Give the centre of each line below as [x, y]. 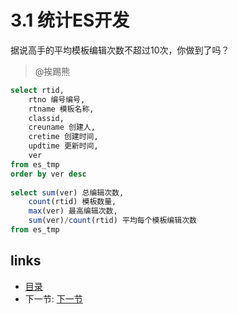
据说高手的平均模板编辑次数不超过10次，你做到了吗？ [120, 50]
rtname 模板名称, [61, 109]
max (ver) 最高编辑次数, [73, 211]
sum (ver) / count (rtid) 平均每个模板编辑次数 [112, 221]
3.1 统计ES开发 [70, 20]
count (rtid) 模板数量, [72, 202]
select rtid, [37, 90]
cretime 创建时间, [63, 137]
